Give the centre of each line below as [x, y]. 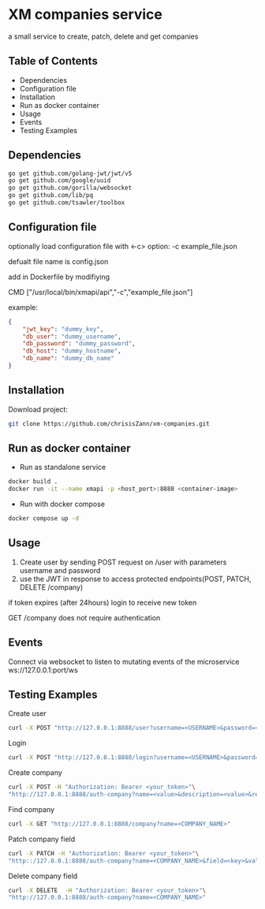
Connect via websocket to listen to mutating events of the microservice [124, 661]
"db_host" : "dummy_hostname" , [72, 351]
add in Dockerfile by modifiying [59, 277]
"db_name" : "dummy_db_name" [68, 359]
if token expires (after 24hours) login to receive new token [103, 602]
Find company [32, 809]
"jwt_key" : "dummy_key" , [63, 329]
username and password [60, 570]
